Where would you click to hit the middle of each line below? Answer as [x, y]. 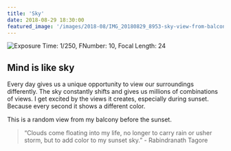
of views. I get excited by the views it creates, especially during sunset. [108, 99]
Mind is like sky [41, 67]
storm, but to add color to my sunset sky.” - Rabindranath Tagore [116, 140]
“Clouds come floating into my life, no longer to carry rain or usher [118, 133]
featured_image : [30, 26]
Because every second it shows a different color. [76, 106]
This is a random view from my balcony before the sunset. [89, 120]
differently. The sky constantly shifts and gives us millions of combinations [113, 92]
